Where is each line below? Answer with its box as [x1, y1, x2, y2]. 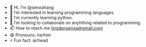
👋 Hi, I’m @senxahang [9, 5, 54, 10]
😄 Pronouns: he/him [9, 32, 51, 38]
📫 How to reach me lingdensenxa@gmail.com [9, 25, 103, 31]
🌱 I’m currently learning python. [9, 15, 73, 20]
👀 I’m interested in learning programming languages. [9, 10, 115, 15]
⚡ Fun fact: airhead [9, 37, 48, 43]
